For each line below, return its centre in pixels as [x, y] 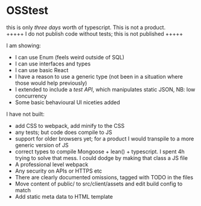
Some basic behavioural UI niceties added [68, 102]
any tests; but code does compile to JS [64, 132]
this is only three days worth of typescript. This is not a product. [86, 27]
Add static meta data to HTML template [64, 196]
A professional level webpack [52, 164]
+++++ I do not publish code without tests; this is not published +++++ [95, 33]
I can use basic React [42, 70]
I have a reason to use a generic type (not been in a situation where [99, 76]
